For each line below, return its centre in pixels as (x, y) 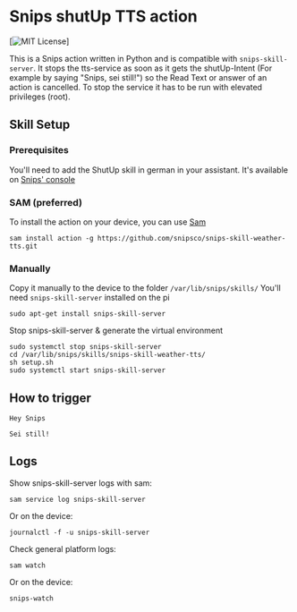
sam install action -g (51, 238)
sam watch (28, 565)
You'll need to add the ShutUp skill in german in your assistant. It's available (149, 170)
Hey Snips (28, 419)
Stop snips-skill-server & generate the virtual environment (116, 331)
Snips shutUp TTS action (104, 17)
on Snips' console (42, 179)
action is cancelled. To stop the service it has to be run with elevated (136, 87)
